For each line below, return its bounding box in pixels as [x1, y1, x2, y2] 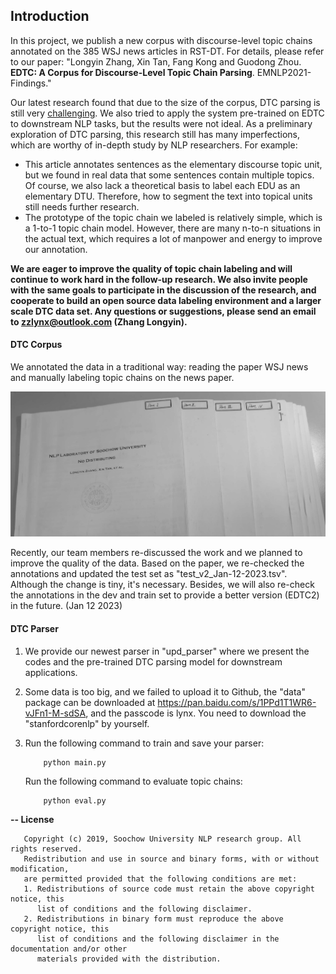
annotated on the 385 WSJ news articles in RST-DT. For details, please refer [10, 45, 325, 57]
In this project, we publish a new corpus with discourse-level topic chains [10, 34, 313, 46]
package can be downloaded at [24, 696, 156, 708]
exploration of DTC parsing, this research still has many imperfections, [10, 128, 300, 140]
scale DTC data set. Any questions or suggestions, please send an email [10, 305, 317, 317]
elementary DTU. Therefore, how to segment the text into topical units [24, 190, 313, 202]
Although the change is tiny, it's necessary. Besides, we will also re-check [10, 579, 315, 591]
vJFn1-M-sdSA [24, 707, 87, 719]
